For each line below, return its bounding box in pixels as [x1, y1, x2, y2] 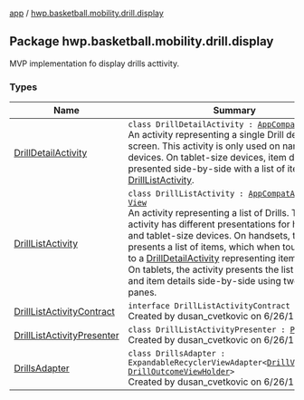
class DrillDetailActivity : [128, 120, 253, 130]
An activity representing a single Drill [128, 129, 284, 141]
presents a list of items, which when [128, 240, 280, 253]
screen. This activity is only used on [128, 140, 280, 152]
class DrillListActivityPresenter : [128, 325, 286, 335]
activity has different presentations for [128, 218, 291, 230]
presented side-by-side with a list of [128, 162, 286, 175]
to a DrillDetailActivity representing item [128, 252, 297, 265]
